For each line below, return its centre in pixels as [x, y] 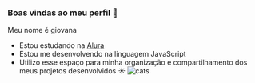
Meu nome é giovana [42, 30]
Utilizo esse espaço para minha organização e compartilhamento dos [133, 62]
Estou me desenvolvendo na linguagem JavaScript [102, 54]
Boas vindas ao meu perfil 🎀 [63, 13]
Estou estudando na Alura [62, 45]
